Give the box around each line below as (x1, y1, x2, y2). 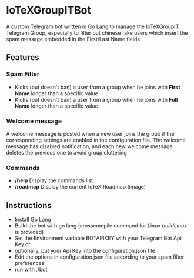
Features (6, 52, 39, 62)
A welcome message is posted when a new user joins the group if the (6, 130, 175, 137)
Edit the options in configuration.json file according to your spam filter (14, 253, 185, 260)
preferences (14, 260, 45, 267)
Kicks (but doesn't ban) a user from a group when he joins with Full (14, 96, 178, 103)
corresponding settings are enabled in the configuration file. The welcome (6, 136, 186, 143)
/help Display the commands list (14, 177, 93, 184)
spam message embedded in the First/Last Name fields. (6, 35, 142, 42)
